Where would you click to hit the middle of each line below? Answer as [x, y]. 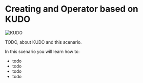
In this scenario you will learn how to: [42, 51]
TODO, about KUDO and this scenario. [43, 42]
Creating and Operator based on [71, 9]
